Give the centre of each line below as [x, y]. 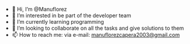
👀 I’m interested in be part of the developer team [71, 15]
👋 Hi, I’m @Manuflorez [39, 9]
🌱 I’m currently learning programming [58, 22]
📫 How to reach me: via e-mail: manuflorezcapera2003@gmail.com [96, 35]
